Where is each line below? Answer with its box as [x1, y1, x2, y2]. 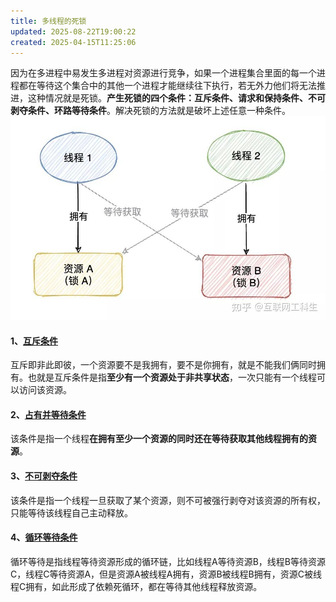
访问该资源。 [18, 384, 72, 396]
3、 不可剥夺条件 [10, 470, 78, 482]
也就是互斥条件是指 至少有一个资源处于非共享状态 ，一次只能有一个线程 [27, 371, 317, 384]
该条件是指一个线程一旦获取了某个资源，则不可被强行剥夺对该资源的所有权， [10, 494, 326, 506]
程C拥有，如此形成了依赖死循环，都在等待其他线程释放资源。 [10, 580, 263, 592]
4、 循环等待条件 [10, 531, 78, 544]
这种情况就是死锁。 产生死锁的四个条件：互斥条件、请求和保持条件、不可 [27, 92, 326, 104]
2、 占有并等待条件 [10, 408, 87, 420]
